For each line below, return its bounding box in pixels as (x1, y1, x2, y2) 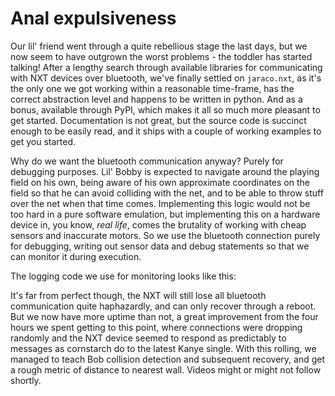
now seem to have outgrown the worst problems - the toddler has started (10, 50, 313, 62)
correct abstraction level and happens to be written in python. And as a (10, 93, 303, 105)
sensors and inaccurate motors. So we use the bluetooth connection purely (10, 229, 321, 241)
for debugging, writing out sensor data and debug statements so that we (10, 240, 310, 252)
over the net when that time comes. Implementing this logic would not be (10, 197, 311, 209)
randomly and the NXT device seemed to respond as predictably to (10, 332, 287, 344)
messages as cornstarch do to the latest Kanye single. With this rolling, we (10, 342, 317, 354)
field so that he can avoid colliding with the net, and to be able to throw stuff (10, 187, 324, 199)
